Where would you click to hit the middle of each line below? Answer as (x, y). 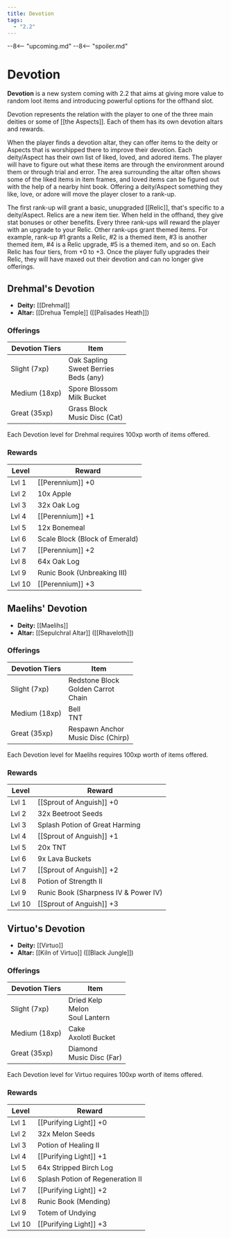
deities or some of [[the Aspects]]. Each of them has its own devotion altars (115, 122)
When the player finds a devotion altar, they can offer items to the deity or (113, 142)
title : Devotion (31, 14)
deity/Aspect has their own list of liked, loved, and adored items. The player (115, 158)
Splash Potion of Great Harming (89, 825)
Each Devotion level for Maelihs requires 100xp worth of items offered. (108, 755)
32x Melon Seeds (66, 1134)
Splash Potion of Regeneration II (89, 1179)
